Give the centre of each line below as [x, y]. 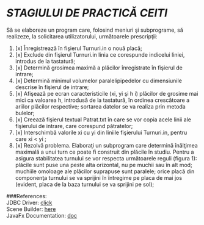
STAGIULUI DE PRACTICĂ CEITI [87, 13]
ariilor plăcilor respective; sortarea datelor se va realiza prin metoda [100, 106]
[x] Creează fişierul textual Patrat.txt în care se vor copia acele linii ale [103, 120]
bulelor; [25, 113]
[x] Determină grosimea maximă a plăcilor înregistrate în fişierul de [99, 68]
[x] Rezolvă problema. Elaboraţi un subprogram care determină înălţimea [107, 145]
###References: [27, 196]
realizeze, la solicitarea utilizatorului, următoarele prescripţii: [82, 36]
